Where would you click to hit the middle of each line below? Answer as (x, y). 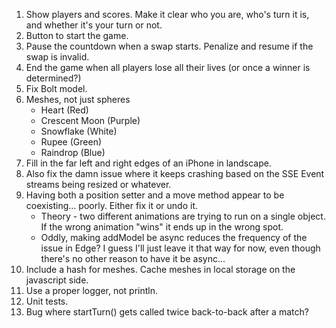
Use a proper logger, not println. (92, 290)
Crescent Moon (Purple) (90, 120)
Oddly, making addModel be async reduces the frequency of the (174, 237)
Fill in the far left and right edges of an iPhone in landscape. (148, 163)
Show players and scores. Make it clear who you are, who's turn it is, (167, 14)
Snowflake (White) (79, 131)
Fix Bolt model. (56, 88)
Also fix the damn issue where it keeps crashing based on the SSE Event (175, 173)
